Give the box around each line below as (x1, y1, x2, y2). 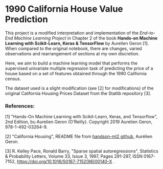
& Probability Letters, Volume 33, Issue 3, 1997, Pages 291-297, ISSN (5, 153, 143, 159)
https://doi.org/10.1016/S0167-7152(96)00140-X (17, 159, 113, 165)
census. (5, 76, 21, 82)
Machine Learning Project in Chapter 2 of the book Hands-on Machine (14, 35, 158, 41)
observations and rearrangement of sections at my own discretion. (5, 50, 140, 57)
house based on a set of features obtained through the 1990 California (5, 70, 147, 76)
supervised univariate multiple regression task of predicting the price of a (5, 65, 153, 71)
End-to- (139, 30, 156, 36)
